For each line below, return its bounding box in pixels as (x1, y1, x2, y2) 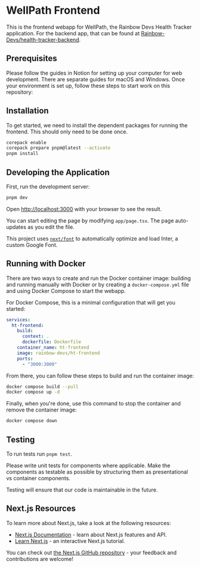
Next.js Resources (6, 504, 76, 514)
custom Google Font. (6, 241, 58, 248)
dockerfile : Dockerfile (21, 339, 82, 345)
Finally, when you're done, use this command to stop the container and (6, 400, 181, 407)
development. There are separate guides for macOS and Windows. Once (6, 75, 185, 83)
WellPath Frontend (6, 4, 100, 17)
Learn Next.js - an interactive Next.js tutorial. (14, 537, 125, 544)
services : (6, 316, 31, 323)
